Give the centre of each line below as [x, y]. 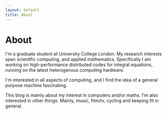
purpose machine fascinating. [36, 85]
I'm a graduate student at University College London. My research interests [83, 54]
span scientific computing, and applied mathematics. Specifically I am [78, 60]
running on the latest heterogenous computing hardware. [65, 70]
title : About [19, 15]
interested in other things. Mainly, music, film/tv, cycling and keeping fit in [82, 101]
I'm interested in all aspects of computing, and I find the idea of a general [81, 80]
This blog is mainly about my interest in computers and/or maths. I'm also [82, 95]
